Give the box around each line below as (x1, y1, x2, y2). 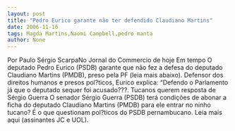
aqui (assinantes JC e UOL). (7, 116, 89, 124)
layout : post (7, 10, 46, 18)
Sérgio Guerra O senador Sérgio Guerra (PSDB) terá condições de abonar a (7, 93, 227, 102)
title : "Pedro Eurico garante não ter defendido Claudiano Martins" (7, 17, 213, 24)
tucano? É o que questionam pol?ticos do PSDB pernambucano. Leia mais (7, 108, 222, 117)
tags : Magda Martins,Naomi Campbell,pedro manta (7, 30, 153, 37)
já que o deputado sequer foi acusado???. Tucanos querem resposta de (7, 86, 217, 94)
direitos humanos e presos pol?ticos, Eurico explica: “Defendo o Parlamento (7, 78, 229, 87)
